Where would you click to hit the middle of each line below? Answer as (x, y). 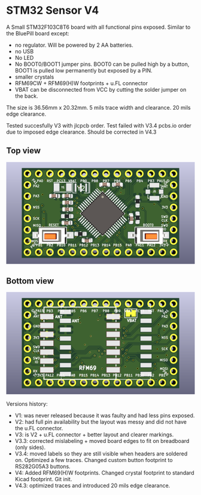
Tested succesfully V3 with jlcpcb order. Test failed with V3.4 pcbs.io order (99, 125)
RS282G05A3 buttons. (42, 466)
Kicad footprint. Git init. (43, 479)
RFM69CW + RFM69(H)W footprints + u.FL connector (81, 83)
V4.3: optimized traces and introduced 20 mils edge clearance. (92, 485)
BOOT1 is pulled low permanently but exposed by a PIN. (83, 70)
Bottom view (30, 281)
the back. (27, 96)
